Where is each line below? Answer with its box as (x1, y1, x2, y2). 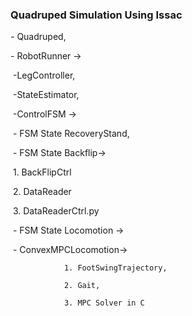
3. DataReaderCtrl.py (12, 205, 100, 217)
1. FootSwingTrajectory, (63, 263, 168, 273)
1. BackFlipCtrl (12, 166, 72, 178)
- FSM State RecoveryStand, (12, 128, 130, 140)
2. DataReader (12, 186, 72, 198)
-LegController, (12, 69, 76, 82)
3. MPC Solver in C (63, 298, 145, 308)
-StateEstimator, (12, 89, 80, 101)
